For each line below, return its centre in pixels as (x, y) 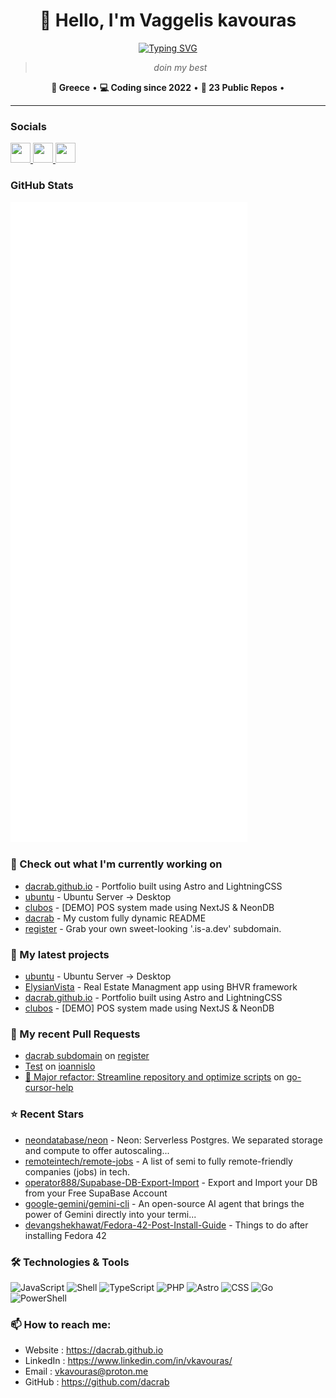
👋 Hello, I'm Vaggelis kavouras (168, 20)
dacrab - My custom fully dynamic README (115, 918)
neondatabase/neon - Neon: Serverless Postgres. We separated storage (173, 1140)
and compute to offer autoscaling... (97, 1150)
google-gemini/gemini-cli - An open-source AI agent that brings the (164, 1203)
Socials (28, 126)
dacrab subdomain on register (87, 1056)
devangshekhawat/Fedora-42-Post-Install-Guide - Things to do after (166, 1225)
